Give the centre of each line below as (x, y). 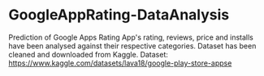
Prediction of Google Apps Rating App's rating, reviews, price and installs (131, 37)
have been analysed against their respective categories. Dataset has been (132, 45)
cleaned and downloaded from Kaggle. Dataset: (89, 54)
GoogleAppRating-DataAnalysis (119, 15)
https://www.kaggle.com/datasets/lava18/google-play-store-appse (120, 63)
